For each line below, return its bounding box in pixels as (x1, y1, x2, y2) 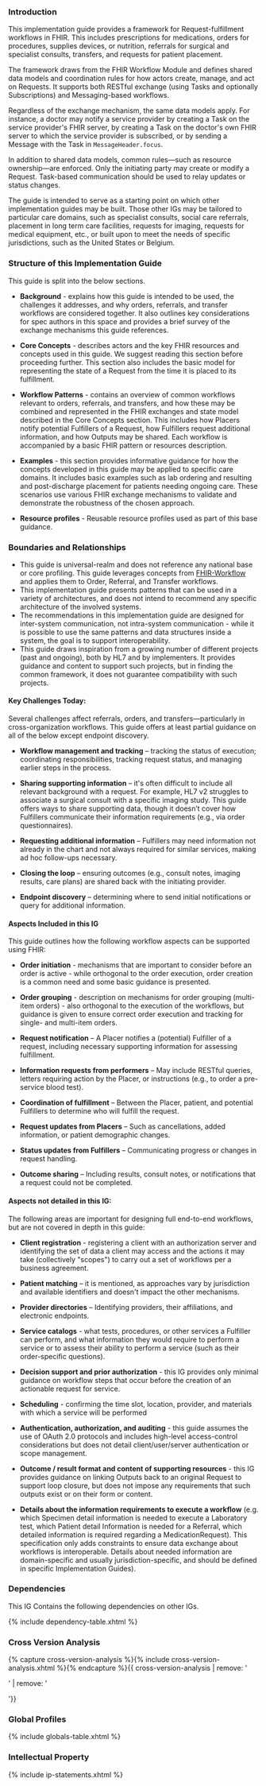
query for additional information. (19, 901, 125, 910)
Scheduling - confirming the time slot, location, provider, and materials (19, 1399, 253, 1408)
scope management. (19, 1448, 87, 1458)
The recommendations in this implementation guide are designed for (19, 610, 245, 620)
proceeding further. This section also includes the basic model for (19, 357, 236, 367)
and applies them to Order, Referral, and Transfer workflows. (19, 576, 218, 586)
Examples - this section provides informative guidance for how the (19, 455, 239, 465)
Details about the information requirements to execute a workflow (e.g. (19, 1505, 259, 1514)
